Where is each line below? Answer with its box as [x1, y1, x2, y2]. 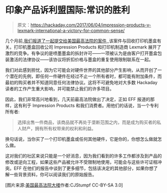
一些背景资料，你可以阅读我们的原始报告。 [9, 171, 97, 177]
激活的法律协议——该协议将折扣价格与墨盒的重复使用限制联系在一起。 [9, 56, 153, 62]
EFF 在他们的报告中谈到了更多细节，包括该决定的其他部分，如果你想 [13, 165, 154, 171]
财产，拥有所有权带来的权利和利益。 [21, 125, 96, 131]
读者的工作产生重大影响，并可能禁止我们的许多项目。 [5, 86, 114, 92]
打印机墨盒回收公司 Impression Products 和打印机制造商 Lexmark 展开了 [13, 44, 162, 50]
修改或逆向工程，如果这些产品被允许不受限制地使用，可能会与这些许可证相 [5, 159, 158, 165]
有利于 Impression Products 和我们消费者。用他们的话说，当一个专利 [18, 102, 159, 108]
